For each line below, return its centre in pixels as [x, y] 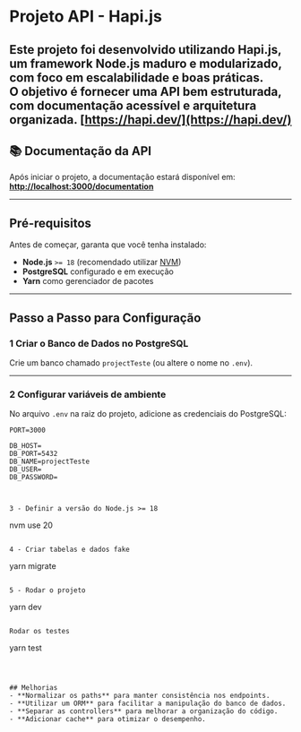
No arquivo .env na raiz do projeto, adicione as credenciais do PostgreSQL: [148, 414]
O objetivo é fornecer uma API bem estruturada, [146, 91]
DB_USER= [26, 469]
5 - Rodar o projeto [48, 590]
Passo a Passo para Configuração [105, 318]
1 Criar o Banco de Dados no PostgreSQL [99, 343]
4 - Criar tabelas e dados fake [69, 550]
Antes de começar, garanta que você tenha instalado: [108, 245]
